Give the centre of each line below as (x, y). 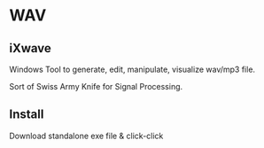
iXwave (30, 48)
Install (27, 115)
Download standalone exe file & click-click (86, 136)
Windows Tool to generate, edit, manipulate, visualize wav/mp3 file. (132, 69)
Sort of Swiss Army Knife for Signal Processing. (96, 86)
